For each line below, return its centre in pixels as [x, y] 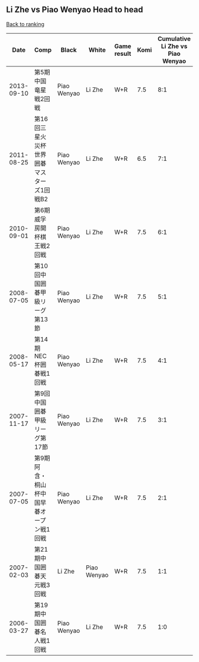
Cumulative [174, 39]
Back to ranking [25, 24]
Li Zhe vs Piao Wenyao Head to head [75, 10]
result [123, 53]
